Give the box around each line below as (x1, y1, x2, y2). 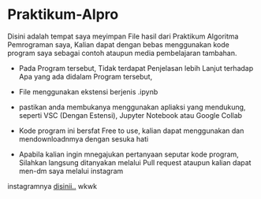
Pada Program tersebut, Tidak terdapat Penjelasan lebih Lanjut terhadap (18, 63, 254, 72)
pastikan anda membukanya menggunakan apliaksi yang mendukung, (18, 102, 246, 112)
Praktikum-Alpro (7, 6, 119, 24)
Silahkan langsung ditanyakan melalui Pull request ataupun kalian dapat (18, 157, 252, 167)
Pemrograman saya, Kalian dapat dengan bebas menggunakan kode (7, 39, 229, 49)
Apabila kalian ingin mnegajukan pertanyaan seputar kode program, (18, 149, 240, 159)
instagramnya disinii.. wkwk (7, 181, 98, 190)
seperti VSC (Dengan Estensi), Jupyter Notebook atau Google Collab (18, 110, 242, 120)
